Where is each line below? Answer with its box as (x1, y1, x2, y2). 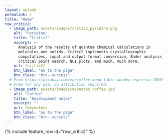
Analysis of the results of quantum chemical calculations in (18, 45, 151, 50)
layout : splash (5, 7, 37, 13)
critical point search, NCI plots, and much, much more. (18, 59, 140, 64)
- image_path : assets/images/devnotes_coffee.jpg (9, 86, 115, 92)
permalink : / (5, 12, 32, 17)
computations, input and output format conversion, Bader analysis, (18, 54, 164, 59)
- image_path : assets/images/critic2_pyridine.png (9, 26, 117, 31)
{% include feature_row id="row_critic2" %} (5, 128, 96, 134)
